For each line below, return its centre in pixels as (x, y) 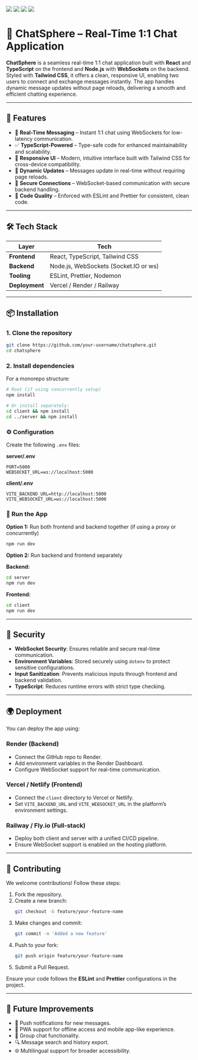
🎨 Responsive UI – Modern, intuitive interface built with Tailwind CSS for (102, 158)
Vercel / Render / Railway (85, 285)
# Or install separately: (38, 406)
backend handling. (37, 189)
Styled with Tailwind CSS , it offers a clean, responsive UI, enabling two (93, 75)
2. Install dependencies (40, 365)
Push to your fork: (37, 945)
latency (24, 138)
